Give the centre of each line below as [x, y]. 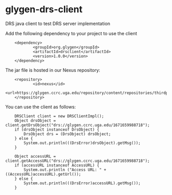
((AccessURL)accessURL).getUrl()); [43, 174]
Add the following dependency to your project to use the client [71, 33]
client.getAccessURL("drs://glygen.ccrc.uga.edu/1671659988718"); [78, 161]
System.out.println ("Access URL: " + [65, 169]
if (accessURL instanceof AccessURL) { [57, 165]
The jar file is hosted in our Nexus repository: [53, 70]
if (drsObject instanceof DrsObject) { [57, 129]
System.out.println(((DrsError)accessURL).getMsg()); [82, 183]
